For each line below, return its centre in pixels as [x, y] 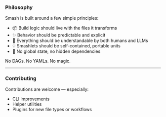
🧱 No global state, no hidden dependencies [56, 51]
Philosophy [19, 7]
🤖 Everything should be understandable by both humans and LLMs [80, 40]
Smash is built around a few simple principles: [52, 18]
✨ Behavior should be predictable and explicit [59, 35]
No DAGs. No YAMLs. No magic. [38, 61]
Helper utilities [27, 104]
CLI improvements [31, 99]
